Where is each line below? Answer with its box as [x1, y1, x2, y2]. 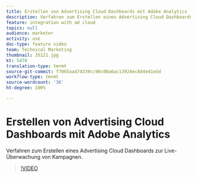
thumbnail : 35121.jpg [6, 52, 59, 58]
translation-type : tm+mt [6, 63, 67, 69]
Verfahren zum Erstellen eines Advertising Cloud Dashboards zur [6, 147, 164, 154]
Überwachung [6, 153, 41, 160]
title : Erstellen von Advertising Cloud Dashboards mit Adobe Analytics [6, 8, 188, 15]
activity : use [6, 36, 41, 42]
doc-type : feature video [6, 42, 67, 47]
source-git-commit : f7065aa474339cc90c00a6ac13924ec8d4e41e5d [6, 69, 161, 74]
